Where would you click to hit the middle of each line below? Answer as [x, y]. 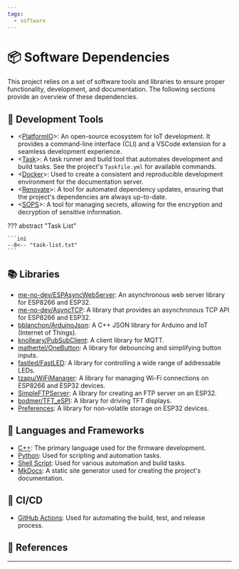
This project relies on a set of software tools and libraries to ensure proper [116, 82]
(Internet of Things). [47, 333]
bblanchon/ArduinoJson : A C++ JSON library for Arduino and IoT [113, 325]
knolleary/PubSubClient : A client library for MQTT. [91, 340]
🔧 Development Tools [55, 119]
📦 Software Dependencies [89, 57]
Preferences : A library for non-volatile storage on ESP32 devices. [113, 408]
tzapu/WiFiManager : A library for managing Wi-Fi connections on [113, 378]
